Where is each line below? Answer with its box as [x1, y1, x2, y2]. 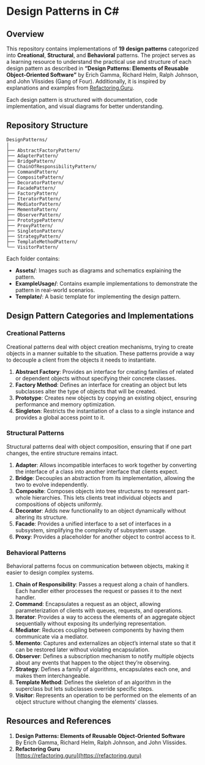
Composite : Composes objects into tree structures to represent [15, 487, 176, 495]
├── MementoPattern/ [6, 206, 59, 212]
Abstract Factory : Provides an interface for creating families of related [15, 368, 194, 375]
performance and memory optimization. [15, 400, 116, 408]
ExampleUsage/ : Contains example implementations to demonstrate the [15, 279, 198, 287]
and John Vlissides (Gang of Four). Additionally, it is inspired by [6, 78, 166, 85]
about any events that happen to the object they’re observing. [15, 659, 171, 667]
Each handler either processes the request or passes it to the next [15, 588, 182, 595]
